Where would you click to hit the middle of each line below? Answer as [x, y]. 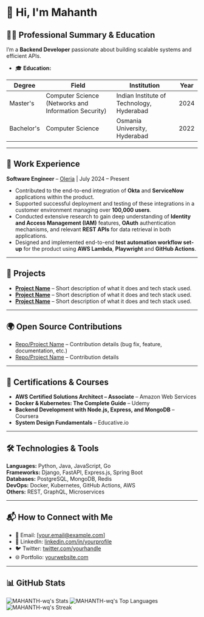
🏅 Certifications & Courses [58, 382]
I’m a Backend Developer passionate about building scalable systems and [99, 49]
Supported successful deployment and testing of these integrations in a [105, 203]
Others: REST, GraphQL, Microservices [56, 492]
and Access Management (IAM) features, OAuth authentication [95, 223]
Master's [22, 103]
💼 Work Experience [43, 164]
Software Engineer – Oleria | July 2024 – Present [68, 178]
